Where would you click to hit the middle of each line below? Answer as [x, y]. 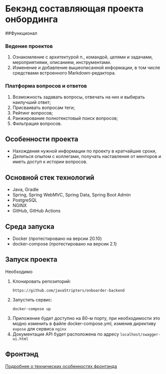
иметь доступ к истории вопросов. [50, 162]
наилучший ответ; [31, 102]
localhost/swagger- [140, 334]
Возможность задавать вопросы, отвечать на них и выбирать [78, 97]
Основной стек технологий [50, 177]
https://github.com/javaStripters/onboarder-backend [68, 290]
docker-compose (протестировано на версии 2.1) [64, 243]
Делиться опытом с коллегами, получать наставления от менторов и [87, 156]
